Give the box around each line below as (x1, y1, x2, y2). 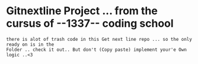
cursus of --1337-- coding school (6, 17, 174, 30)
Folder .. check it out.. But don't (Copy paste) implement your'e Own (6, 46, 187, 53)
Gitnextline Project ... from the (6, 4, 158, 18)
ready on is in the (6, 41, 55, 47)
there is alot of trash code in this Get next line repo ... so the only (6, 36, 193, 42)
